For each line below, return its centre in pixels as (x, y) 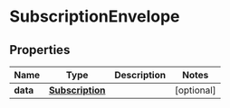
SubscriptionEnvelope (95, 17)
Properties (40, 50)
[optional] (195, 90)
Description (140, 75)
